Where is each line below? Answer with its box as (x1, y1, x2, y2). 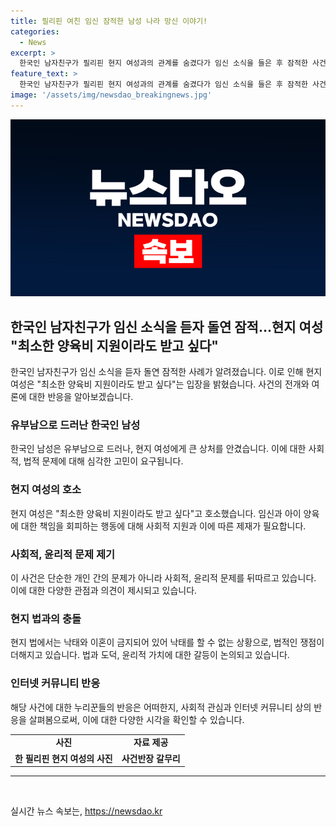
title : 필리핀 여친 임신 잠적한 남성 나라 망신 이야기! (10, 16, 208, 26)
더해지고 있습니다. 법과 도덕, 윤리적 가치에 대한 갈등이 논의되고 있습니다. (10, 649, 290, 661)
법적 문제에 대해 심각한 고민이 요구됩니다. (23, 455, 184, 467)
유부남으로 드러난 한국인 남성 (10, 418, 141, 432)
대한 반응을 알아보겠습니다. (28, 391, 134, 403)
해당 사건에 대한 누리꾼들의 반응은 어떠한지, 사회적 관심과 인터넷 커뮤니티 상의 (10, 701, 312, 713)
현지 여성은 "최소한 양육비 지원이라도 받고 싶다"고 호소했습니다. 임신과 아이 (10, 507, 302, 519)
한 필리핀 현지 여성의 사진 (14, 752, 113, 764)
